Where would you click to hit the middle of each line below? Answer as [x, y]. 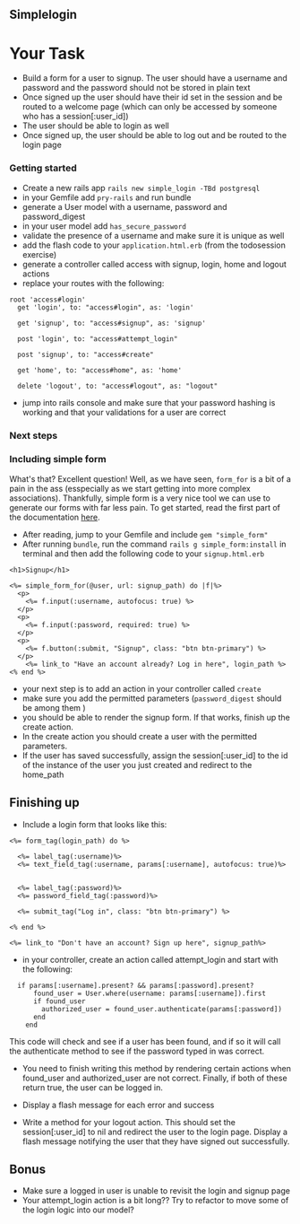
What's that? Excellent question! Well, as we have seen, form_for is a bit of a [150, 478]
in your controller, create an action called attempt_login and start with [150, 959]
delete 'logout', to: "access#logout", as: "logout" [118, 386]
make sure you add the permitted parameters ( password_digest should [152, 698]
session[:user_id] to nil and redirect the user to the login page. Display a [155, 1132]
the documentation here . [55, 517]
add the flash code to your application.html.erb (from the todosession [154, 245]
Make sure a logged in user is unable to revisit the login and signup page [156, 1191]
